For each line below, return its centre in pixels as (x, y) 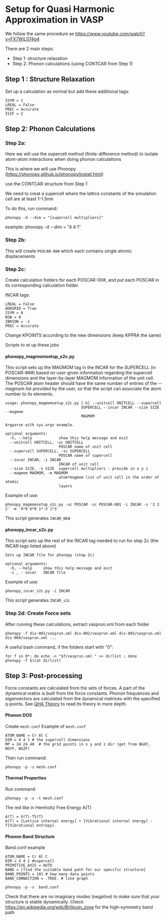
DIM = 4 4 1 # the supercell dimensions (48, 740)
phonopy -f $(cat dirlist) (33, 660)
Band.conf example (25, 848)
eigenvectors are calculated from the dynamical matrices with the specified (83, 698)
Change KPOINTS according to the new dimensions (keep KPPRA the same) (83, 335)
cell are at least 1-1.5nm (29, 199)
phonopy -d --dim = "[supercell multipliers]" (54, 218)
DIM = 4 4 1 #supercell (30, 861)
